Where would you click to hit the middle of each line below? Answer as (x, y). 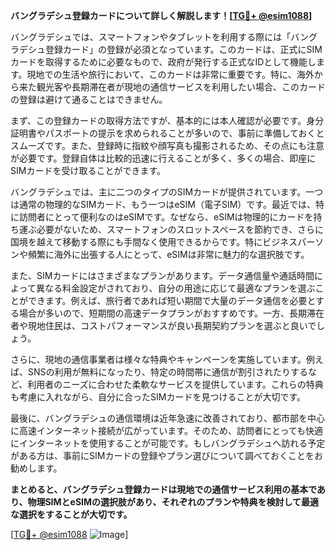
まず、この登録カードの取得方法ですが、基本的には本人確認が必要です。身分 (167, 120)
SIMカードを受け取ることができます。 (88, 170)
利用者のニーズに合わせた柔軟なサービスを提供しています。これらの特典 (175, 384)
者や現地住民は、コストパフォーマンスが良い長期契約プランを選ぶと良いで (163, 325)
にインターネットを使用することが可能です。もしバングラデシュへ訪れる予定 (168, 443)
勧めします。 (36, 468)
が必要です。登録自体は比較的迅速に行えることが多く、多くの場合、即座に (163, 158)
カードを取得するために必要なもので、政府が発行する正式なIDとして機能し (163, 62)
